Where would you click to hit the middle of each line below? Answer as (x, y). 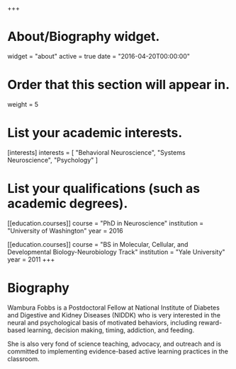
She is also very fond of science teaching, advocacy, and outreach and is (114, 344)
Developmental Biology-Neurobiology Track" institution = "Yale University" (116, 252)
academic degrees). (68, 204)
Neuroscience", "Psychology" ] (52, 160)
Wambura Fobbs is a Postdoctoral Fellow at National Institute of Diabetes (113, 307)
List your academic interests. (95, 133)
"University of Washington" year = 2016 (65, 230)
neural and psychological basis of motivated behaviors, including (102, 322)
